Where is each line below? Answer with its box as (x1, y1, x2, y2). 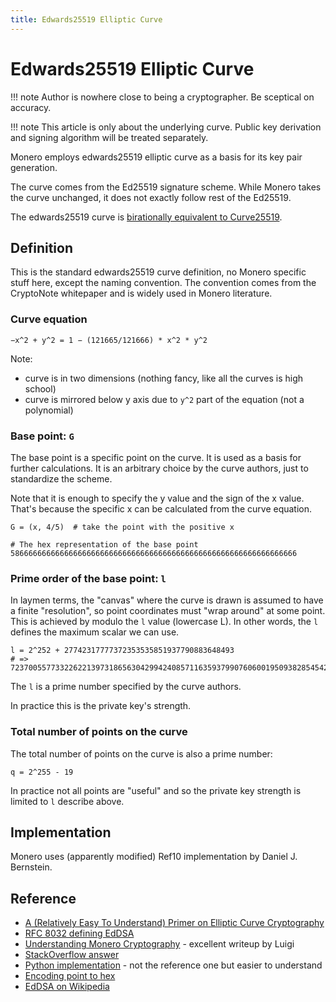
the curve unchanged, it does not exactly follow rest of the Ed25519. (10, 191, 292, 203)
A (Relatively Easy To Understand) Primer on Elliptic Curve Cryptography (24, 917, 325, 929)
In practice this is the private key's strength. (10, 700, 192, 712)
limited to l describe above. (10, 795, 125, 807)
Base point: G (10, 429, 75, 443)
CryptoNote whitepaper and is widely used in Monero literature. (10, 287, 273, 300)
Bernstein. (10, 861, 53, 873)
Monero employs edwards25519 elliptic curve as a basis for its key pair (10, 151, 303, 163)
